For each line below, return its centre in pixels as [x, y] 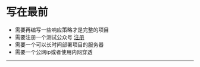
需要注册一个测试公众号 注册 [49, 37]
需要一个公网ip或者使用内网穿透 [54, 52]
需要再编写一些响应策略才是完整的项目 [62, 30]
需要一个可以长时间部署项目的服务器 [59, 44]
